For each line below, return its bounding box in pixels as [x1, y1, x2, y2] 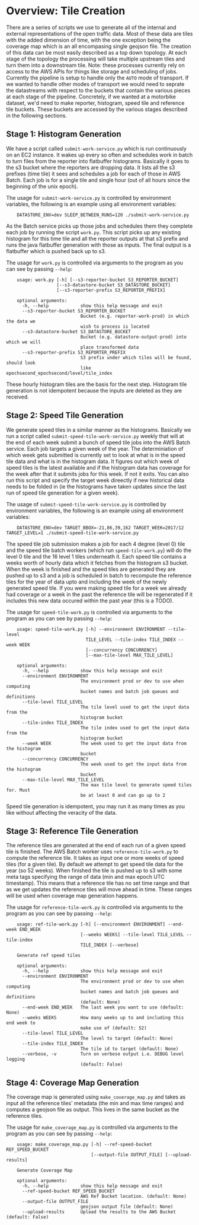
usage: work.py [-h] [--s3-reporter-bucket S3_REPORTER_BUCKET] [17, 277, 179, 283]
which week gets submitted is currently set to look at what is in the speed [6, 451, 185, 458]
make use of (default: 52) [80, 1025, 147, 1031]
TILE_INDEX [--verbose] [80, 942, 139, 948]
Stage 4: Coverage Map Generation [6, 1077, 139, 1087]
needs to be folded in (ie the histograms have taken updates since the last [6, 483, 187, 490]
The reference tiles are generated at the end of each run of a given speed [6, 842, 186, 849]
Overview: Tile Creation [6, 4, 126, 18]
